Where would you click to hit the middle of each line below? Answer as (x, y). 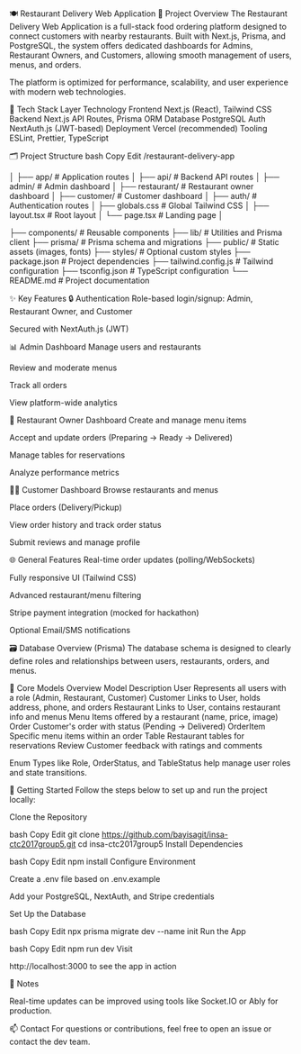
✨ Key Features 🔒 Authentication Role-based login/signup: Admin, (131, 298)
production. (31, 1011)
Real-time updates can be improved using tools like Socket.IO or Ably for (144, 1001)
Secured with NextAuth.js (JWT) (69, 329)
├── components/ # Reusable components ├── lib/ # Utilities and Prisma (146, 232)
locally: (22, 800)
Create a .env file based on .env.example (85, 879)
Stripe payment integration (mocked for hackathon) (104, 613)
